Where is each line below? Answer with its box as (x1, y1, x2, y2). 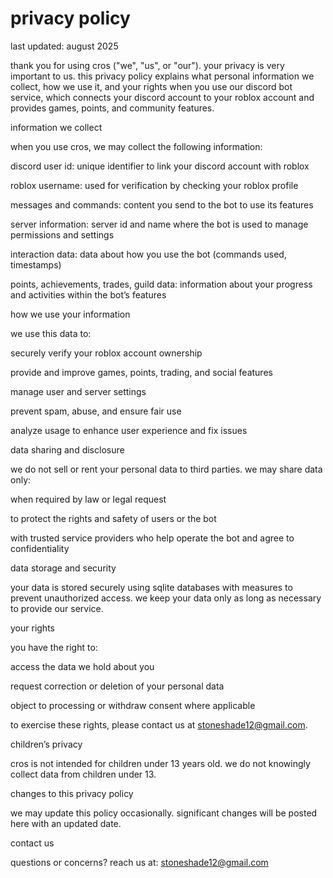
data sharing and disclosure (10, 443, 125, 456)
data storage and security (10, 562, 117, 574)
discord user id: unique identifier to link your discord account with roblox (10, 160, 310, 172)
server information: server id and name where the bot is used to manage (10, 218, 309, 230)
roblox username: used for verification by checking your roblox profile (10, 179, 299, 191)
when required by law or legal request (10, 493, 167, 505)
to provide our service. (10, 602, 104, 614)
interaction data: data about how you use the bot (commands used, (10, 248, 287, 260)
